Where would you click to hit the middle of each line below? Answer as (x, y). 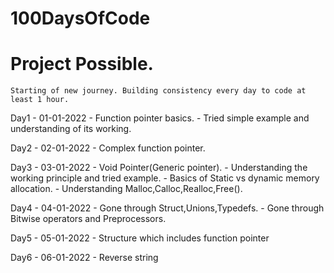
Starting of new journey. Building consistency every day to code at (158, 91)
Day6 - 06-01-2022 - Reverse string (84, 258)
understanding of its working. (71, 129)
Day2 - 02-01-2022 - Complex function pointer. (108, 148)
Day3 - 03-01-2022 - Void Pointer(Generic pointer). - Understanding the (159, 168)
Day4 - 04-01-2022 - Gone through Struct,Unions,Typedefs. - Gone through (167, 208)
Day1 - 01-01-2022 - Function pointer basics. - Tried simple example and (160, 118)
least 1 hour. (40, 100)
